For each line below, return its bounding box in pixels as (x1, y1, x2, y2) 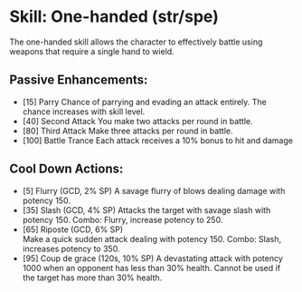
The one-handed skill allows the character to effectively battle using (9, 36, 263, 47)
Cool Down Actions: (9, 161, 124, 177)
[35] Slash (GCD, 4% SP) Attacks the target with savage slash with (22, 204, 271, 215)
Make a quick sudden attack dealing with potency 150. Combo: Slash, (22, 233, 282, 244)
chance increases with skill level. (22, 106, 146, 117)
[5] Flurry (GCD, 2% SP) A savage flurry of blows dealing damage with (22, 185, 286, 196)
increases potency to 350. (22, 243, 120, 254)
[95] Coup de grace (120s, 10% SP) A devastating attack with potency (22, 252, 283, 264)
